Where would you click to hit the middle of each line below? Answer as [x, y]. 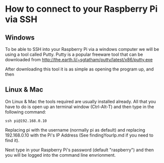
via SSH [21, 19]
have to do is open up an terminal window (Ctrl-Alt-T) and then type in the [80, 107]
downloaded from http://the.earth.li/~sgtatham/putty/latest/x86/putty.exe [79, 59]
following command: [26, 112]
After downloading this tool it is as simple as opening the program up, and [80, 69]
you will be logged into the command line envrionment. [60, 155]
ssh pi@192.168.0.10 [26, 121]
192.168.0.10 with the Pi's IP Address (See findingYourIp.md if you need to [79, 135]
